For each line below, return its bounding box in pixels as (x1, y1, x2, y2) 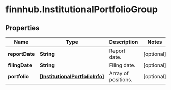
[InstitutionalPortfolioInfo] (40, 73, 104, 80)
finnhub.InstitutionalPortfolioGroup (5, 4, 158, 15)
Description (109, 39, 138, 46)
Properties (5, 24, 40, 32)
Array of (109, 70, 129, 77)
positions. (109, 76, 133, 83)
